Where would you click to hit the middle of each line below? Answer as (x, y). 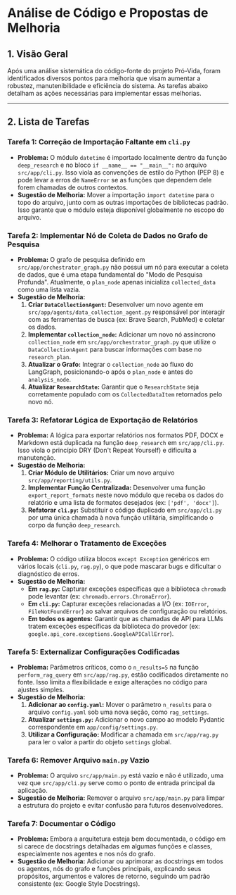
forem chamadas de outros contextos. (73, 187)
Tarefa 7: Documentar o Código (61, 824)
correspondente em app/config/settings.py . (93, 727)
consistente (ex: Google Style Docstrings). (79, 884)
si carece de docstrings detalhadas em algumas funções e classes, (115, 846)
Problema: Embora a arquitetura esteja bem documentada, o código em (122, 839)
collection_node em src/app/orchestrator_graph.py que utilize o (122, 342)
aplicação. (32, 791)
